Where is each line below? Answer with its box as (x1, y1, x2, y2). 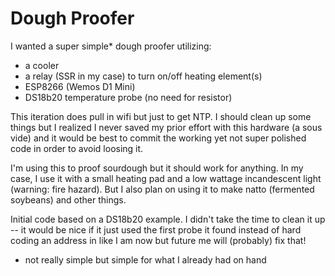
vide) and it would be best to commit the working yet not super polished (10, 132, 307, 144)
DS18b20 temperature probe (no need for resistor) (24, 91, 233, 103)
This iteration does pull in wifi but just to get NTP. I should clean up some (10, 110, 312, 122)
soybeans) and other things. (10, 193, 127, 206)
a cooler (24, 59, 60, 71)
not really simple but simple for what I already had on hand (24, 253, 267, 266)
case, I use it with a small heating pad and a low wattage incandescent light (10, 172, 322, 184)
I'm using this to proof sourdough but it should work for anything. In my (10, 162, 304, 174)
